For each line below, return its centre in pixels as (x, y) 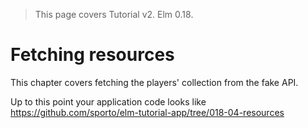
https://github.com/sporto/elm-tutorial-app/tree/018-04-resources (147, 112)
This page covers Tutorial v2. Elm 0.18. (114, 14)
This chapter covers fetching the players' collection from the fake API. (154, 82)
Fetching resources (92, 55)
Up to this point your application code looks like (108, 101)
